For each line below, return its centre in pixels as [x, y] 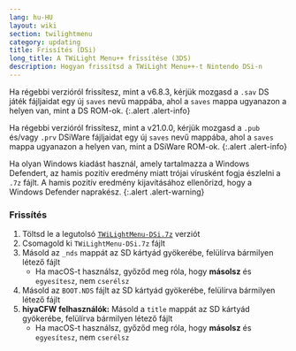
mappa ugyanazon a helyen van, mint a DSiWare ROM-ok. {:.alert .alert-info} [148, 146]
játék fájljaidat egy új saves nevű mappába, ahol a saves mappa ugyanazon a [148, 101]
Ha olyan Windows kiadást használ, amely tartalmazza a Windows [129, 164]
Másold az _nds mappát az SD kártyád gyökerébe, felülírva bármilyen [148, 253]
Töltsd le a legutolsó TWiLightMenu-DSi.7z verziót [111, 234]
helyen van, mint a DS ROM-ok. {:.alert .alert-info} [100, 111]
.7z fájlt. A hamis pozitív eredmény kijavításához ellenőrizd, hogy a [131, 182]
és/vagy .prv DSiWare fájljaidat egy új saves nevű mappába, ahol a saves [141, 137]
